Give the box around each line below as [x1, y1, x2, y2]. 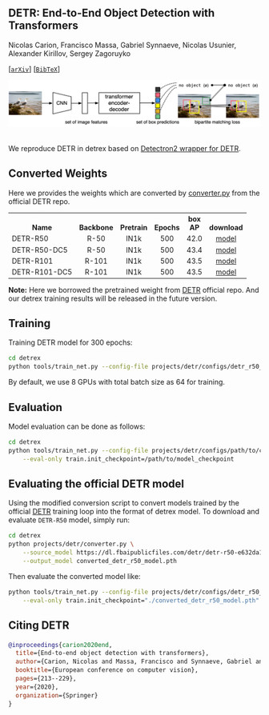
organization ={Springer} [15, 691, 98, 699]
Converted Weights [8, 167, 108, 181]
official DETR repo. [8, 196, 70, 206]
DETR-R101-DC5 [11, 267, 73, 277]
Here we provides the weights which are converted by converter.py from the [8, 188, 260, 198]
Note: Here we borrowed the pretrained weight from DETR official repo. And [8, 285, 259, 294]
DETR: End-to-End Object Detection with [8, 6, 215, 20]
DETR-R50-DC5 [11, 245, 68, 254]
